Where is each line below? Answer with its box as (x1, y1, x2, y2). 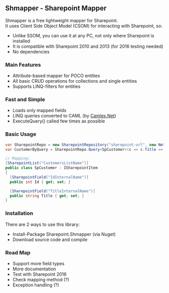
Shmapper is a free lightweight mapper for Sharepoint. (5, 17, 118, 23)
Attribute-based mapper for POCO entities (12, 73, 101, 79)
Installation (5, 210, 34, 217)
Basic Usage (5, 131, 37, 138)
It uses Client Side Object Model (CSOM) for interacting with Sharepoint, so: (5, 23, 162, 29)
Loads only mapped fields (12, 107, 66, 113)
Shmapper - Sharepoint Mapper (5, 4, 107, 13)
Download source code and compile (12, 237, 88, 243)
